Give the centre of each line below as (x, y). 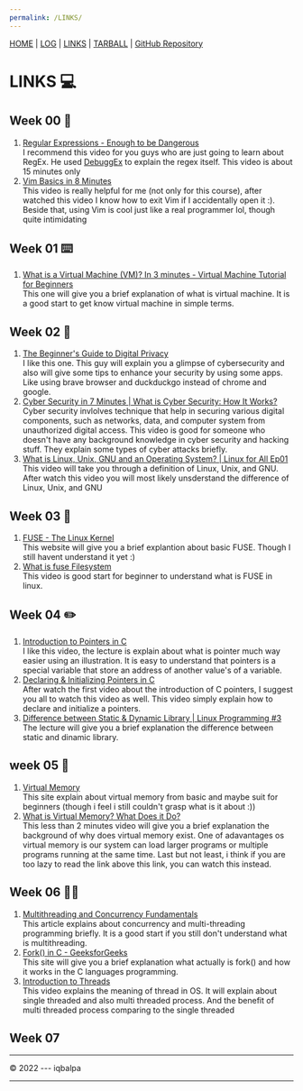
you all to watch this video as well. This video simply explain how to (147, 699)
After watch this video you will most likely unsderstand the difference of (156, 478)
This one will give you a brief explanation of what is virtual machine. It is (156, 294)
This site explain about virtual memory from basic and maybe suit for (150, 797)
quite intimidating (55, 219)
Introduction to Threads (66, 981)
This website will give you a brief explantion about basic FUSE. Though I (156, 547)
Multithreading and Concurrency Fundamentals (110, 914)
